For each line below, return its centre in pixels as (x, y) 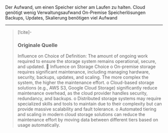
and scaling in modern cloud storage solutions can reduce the (81, 114)
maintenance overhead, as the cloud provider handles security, (82, 93)
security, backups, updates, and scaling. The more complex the (83, 77)
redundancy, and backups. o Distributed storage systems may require (89, 98)
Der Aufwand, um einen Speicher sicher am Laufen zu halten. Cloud (75, 7)
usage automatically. (39, 125)
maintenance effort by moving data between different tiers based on (88, 120)
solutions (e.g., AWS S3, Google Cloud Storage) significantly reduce (87, 88)
